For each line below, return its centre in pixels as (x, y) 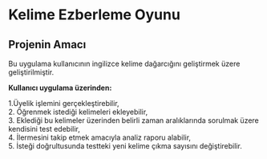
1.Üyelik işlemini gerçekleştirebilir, (64, 103)
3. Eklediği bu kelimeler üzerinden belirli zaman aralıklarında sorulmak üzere (133, 120)
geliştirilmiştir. (31, 72)
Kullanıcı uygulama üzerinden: (60, 88)
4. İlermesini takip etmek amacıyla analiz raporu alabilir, (99, 137)
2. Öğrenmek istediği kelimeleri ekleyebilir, (78, 112)
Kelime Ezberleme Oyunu (94, 15)
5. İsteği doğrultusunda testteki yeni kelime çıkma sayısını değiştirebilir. (125, 146)
